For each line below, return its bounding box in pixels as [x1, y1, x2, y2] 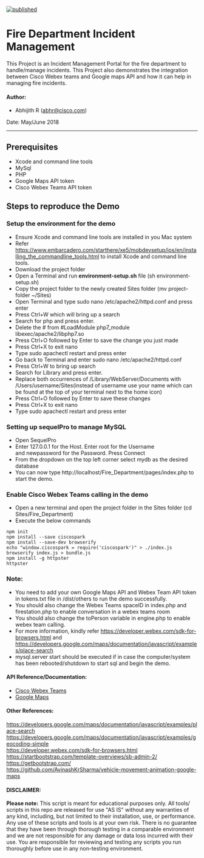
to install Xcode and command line [100, 253, 187, 260]
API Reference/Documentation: [6, 673, 87, 681]
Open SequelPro [15, 436, 56, 443]
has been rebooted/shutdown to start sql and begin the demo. [15, 659, 171, 667]
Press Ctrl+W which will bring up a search [15, 310, 120, 318]
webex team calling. [15, 621, 66, 628]
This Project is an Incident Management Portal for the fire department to [6, 60, 186, 67]
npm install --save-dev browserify [6, 539, 97, 546]
